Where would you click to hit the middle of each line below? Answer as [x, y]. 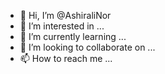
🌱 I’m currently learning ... [73, 36]
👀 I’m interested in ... [62, 26]
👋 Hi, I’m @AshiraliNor [65, 15]
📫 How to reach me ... [66, 58]
